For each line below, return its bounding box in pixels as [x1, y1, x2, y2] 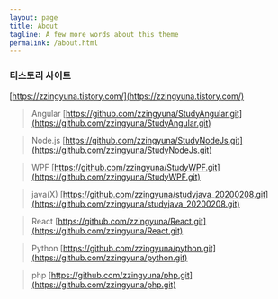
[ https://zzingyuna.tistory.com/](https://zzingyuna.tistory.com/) [9, 91, 245, 101]
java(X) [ [31, 189, 64, 199]
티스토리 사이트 [9, 69, 72, 82]
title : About [9, 22, 58, 31]
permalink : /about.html [9, 38, 99, 48]
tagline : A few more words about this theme [9, 30, 179, 39]
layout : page [9, 13, 58, 22]
